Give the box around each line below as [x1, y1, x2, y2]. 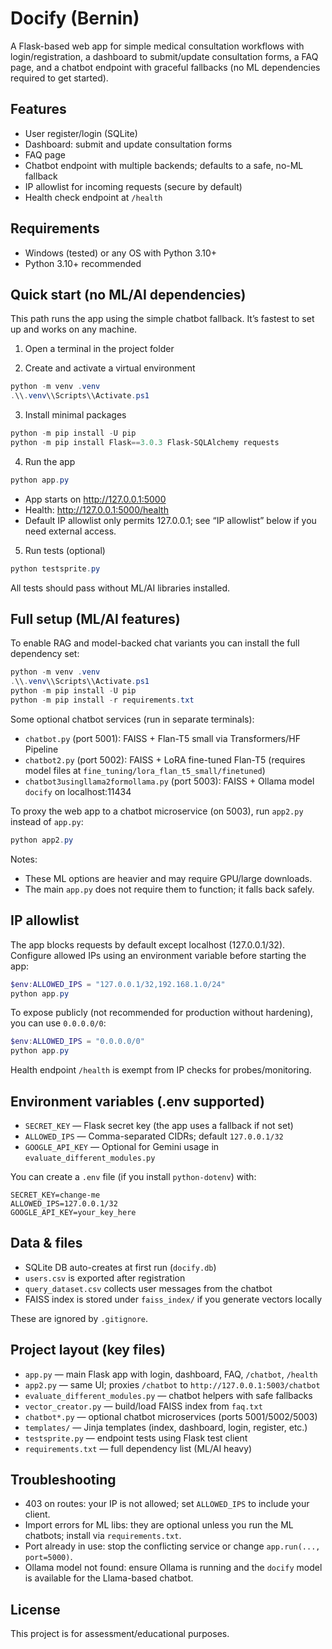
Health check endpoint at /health [24, 191, 163, 203]
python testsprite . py [10, 563, 101, 574]
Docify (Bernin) [10, 7, 140, 30]
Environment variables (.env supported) [10, 1093, 265, 1110]
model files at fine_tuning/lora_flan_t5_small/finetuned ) [24, 764, 266, 776]
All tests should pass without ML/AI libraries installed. [10, 582, 231, 594]
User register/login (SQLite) [24, 127, 138, 139]
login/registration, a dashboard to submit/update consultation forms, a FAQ [10, 50, 319, 62]
